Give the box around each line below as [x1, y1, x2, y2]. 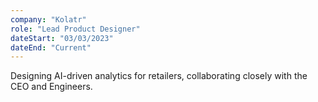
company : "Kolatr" [10, 14, 87, 25]
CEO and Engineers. [10, 81, 93, 93]
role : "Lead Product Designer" [10, 24, 141, 34]
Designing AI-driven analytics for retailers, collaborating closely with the [10, 70, 308, 82]
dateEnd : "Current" [10, 42, 92, 53]
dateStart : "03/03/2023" [10, 33, 114, 43]
